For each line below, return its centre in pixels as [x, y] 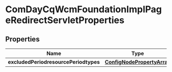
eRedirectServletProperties [65, 20]
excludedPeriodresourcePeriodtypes [54, 62]
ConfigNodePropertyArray [138, 62]
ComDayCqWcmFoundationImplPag [84, 9]
